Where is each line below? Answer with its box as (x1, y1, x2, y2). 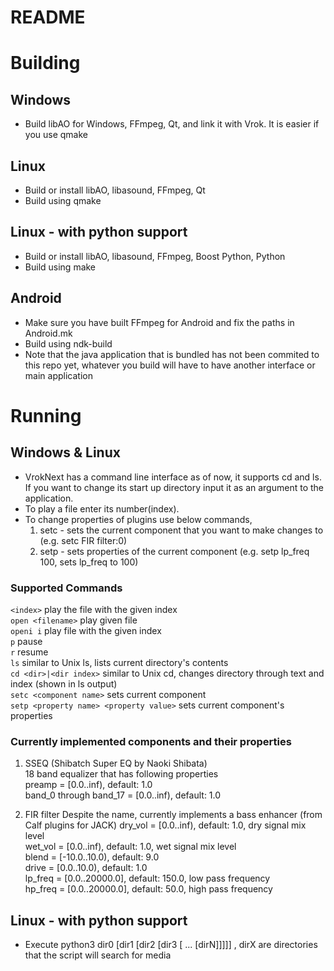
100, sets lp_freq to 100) (39, 556, 139, 568)
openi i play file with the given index (10, 624, 162, 636)
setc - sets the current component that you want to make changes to (39, 524, 324, 536)
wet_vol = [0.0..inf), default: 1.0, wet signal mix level (24, 841, 237, 853)
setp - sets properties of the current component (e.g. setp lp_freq (39, 545, 310, 557)
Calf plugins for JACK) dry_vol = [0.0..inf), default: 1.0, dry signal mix (24, 819, 307, 831)
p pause (10, 635, 43, 647)
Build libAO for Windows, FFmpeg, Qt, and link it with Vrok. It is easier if (24, 118, 320, 130)
